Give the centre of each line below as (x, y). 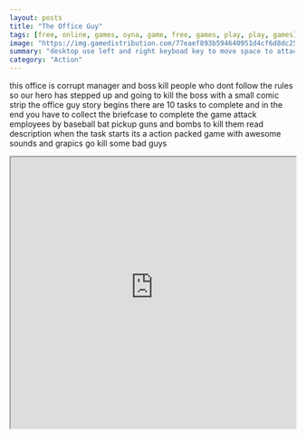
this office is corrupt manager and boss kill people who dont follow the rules (151, 86)
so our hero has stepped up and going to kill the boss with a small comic (144, 95)
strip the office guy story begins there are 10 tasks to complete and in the (146, 105)
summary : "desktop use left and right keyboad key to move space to (141, 52)
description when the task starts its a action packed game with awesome (145, 134)
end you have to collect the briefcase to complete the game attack (133, 115)
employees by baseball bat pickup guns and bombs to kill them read (137, 124)
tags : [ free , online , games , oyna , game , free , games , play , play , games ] (153, 34)
